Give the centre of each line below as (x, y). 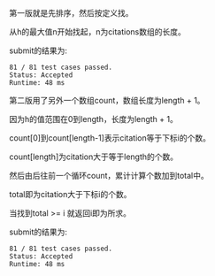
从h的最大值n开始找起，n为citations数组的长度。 (97, 32)
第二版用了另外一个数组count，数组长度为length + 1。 (107, 100)
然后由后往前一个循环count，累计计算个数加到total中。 (109, 176)
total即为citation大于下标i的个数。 (70, 194)
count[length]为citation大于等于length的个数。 (94, 157)
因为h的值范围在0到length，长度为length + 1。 (94, 119)
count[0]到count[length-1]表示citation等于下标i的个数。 (110, 138)
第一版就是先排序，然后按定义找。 (71, 13)
